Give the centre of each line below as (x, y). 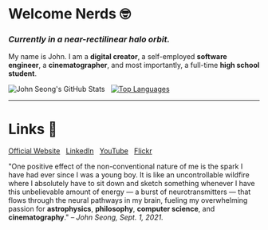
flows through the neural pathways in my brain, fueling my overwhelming (128, 200)
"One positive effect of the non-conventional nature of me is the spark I (126, 167)
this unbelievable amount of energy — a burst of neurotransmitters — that (130, 192)
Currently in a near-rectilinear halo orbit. (89, 39)
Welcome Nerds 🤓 (70, 14)
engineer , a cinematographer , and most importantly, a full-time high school (134, 65)
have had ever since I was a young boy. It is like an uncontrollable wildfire (129, 175)
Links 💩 (33, 129)
